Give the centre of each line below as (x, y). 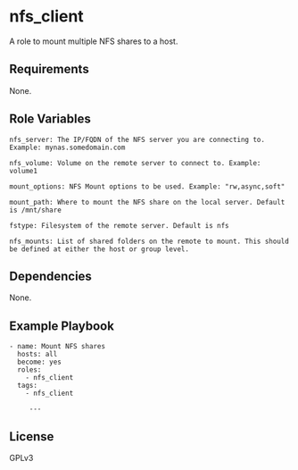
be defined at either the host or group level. (99, 249)
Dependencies (50, 276)
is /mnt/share (36, 210)
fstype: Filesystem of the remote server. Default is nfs (119, 225)
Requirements (49, 69)
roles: (29, 370)
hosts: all (37, 355)
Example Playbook (62, 326)
